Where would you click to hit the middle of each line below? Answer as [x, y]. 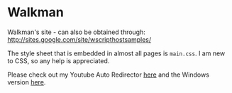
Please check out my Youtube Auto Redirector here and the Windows [108, 75]
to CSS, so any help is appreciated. [59, 60]
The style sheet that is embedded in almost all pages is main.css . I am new [116, 53]
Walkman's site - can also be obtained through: [76, 32]
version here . [27, 82]
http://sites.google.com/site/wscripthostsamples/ [79, 39]
